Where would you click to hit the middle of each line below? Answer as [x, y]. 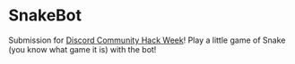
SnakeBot [45, 16]
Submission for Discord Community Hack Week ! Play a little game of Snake [147, 40]
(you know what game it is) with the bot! [82, 49]
